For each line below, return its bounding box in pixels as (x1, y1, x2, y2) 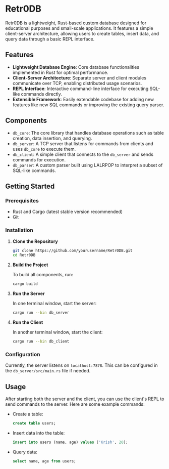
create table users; (12, 421, 56, 426)
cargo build (12, 281, 38, 286)
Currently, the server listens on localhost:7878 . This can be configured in (5, 362, 158, 368)
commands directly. (21, 91, 62, 97)
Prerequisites (5, 197, 39, 204)
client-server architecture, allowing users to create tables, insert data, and (5, 30, 159, 36)
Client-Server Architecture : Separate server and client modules (12, 74, 147, 81)
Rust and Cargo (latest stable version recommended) (12, 208, 123, 215)
